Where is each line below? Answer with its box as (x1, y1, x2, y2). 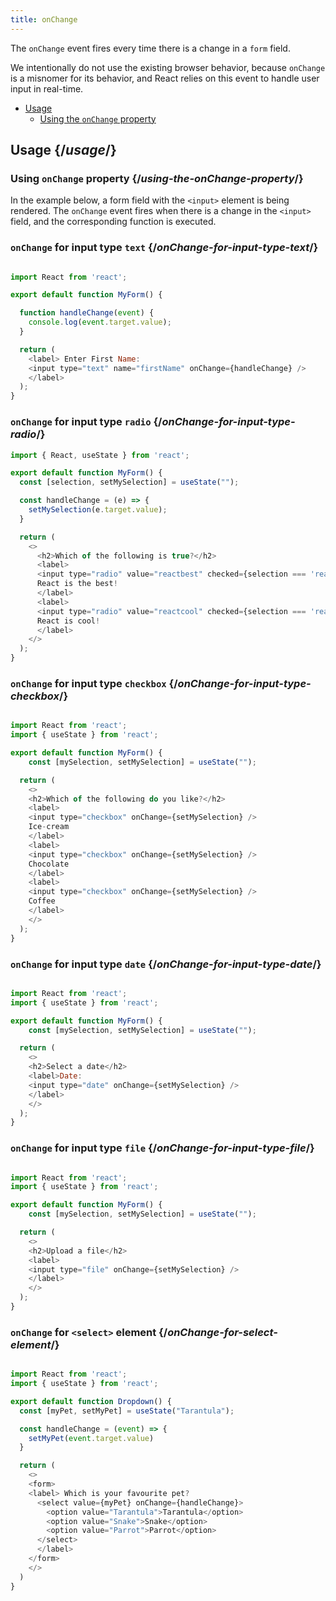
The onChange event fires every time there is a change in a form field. (10, 42, 291, 54)
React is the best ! (36, 579, 118, 589)
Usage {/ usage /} (10, 142, 117, 159)
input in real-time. (10, 82, 84, 95)
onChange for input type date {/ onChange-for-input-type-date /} (10, 957, 322, 971)
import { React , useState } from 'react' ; (10, 450, 190, 460)
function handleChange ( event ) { (19, 308, 155, 318)
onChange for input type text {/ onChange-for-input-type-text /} (10, 241, 319, 255)
